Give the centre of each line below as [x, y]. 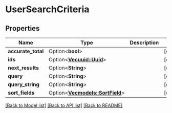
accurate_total [26, 51]
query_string [24, 84]
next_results [24, 68]
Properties [23, 28]
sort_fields [21, 93]
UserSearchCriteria [47, 9]
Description [144, 43]
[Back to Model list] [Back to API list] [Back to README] [64, 105]
